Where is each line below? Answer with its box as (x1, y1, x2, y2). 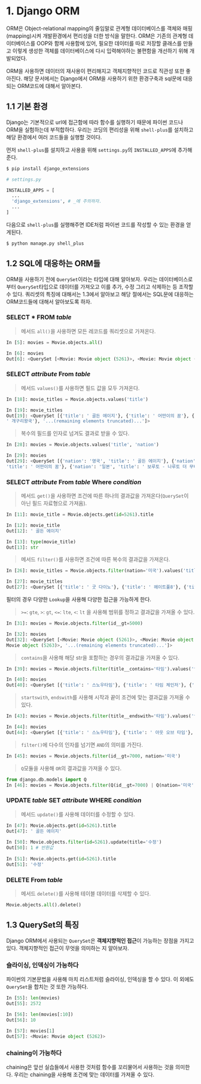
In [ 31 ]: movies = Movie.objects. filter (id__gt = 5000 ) (6, 620, 144, 626)
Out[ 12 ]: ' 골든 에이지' (6, 528, 62, 534)
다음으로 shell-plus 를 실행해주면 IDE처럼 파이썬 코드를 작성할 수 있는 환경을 (6, 221, 185, 228)
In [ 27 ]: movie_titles (6, 578, 63, 584)
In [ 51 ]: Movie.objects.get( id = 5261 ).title (6, 856, 117, 862)
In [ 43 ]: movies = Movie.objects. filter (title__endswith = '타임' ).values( (6, 713, 191, 719)
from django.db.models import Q (6, 777, 87, 782)
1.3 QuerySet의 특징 (6, 920, 80, 930)
